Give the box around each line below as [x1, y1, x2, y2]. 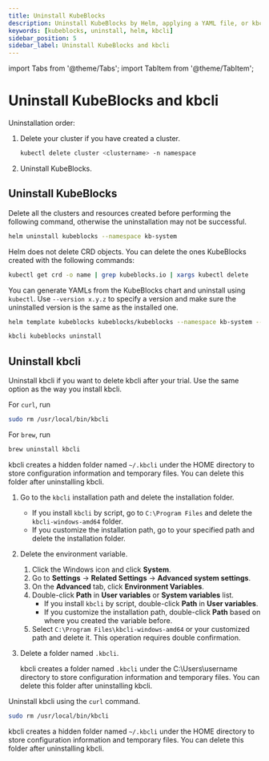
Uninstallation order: [8, 118, 75, 128]
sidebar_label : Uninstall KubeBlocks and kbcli [8, 42, 171, 50]
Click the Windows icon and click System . [31, 565, 171, 574]
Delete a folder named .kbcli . [19, 648, 119, 658]
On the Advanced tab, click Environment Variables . [31, 581, 204, 591]
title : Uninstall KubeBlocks [8, 11, 106, 20]
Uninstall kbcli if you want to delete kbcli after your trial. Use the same [8, 376, 239, 386]
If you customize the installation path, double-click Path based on [43, 607, 261, 617]
